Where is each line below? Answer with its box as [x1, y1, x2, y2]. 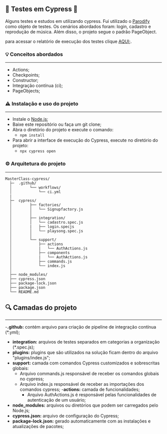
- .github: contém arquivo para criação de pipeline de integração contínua [5, 324, 157, 330]
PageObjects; [12, 88, 41, 94]
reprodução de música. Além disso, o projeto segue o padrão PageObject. [5, 28, 157, 35]
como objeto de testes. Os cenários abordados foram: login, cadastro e [5, 23, 151, 29]
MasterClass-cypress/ [5, 176, 50, 181]
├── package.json [9, 285, 46, 290]
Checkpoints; [12, 72, 40, 78]
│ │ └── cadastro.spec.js [9, 220, 83, 225]
